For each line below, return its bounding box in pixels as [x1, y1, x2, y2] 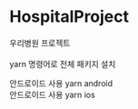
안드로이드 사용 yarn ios [9, 89, 95, 100]
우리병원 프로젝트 [9, 37, 71, 48]
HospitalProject [9, 6, 130, 27]
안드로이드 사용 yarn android [9, 77, 113, 88]
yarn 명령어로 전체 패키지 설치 [9, 58, 116, 69]
